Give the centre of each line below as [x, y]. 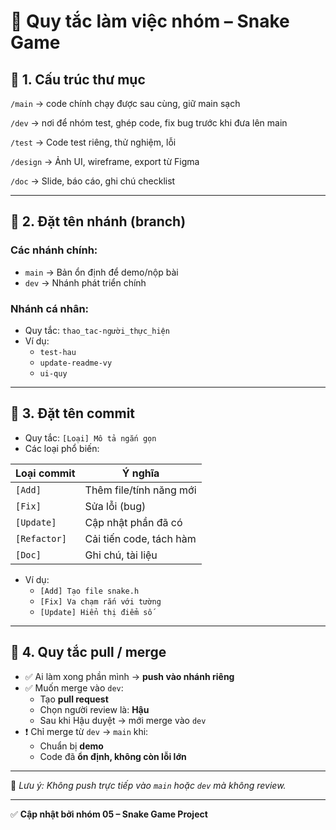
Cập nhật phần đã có [133, 522]
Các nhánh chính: [54, 250]
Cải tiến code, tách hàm [140, 538]
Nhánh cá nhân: [50, 308]
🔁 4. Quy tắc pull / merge [88, 652]
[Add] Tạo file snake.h [89, 591]
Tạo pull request [74, 699]
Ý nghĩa [140, 473]
